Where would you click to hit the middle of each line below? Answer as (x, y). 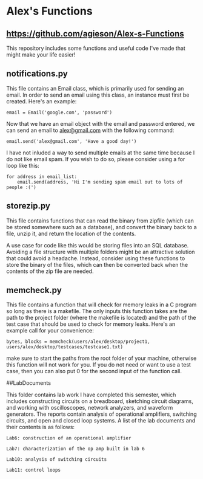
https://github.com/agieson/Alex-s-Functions (95, 34)
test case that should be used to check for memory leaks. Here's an (91, 324)
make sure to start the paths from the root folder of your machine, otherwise (101, 358)
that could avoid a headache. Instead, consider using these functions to (96, 258)
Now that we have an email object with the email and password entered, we (101, 123)
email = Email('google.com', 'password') (59, 112)
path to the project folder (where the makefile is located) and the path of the (101, 318)
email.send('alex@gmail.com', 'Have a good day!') (72, 141)
